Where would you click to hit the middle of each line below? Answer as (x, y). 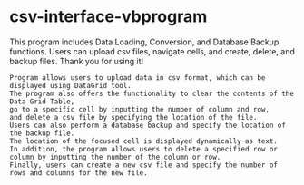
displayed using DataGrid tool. (70, 85)
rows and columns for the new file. (78, 173)
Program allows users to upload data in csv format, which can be (137, 78)
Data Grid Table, (42, 102)
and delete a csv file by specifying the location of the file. (133, 117)
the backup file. (42, 133)
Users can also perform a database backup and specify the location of (147, 125)
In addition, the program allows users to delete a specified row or (144, 149)
